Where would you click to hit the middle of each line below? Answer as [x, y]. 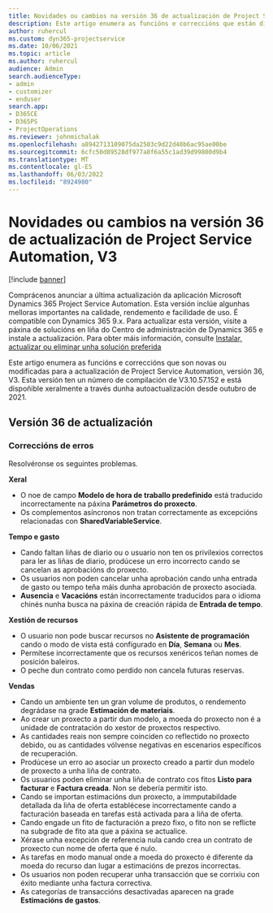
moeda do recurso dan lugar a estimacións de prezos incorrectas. [130, 865]
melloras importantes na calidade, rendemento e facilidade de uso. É [123, 312]
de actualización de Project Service [130, 240]
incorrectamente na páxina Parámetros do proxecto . [108, 504]
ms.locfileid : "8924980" [50, 182]
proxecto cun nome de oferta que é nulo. [89, 848]
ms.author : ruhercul [43, 62]
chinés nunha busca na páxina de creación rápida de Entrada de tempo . [141, 604]
